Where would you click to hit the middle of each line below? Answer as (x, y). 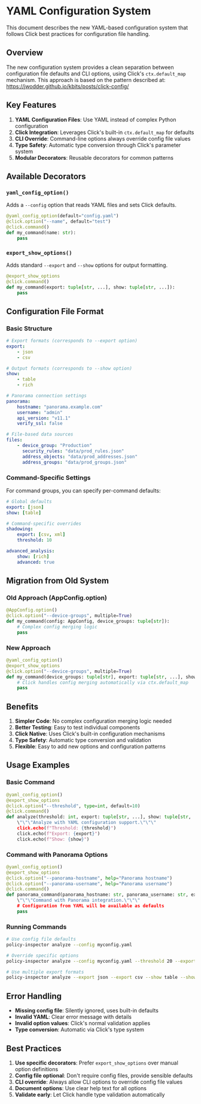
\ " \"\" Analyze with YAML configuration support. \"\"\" (87, 823)
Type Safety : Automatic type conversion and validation (83, 740)
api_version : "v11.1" (44, 418)
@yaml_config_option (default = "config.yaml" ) (63, 216)
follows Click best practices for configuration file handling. (78, 34)
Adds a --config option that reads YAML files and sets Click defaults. (92, 205)
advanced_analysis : (31, 551)
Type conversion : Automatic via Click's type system (80, 1030)
